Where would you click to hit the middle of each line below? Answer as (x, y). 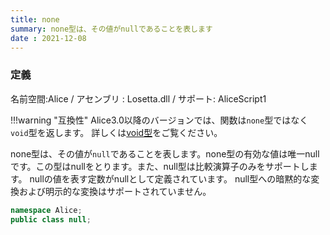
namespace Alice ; (46, 210)
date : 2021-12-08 (48, 38)
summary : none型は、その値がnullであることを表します (111, 29)
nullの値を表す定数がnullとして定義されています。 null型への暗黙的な (170, 178)
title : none (35, 19)
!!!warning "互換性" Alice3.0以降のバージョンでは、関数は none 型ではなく (159, 120)
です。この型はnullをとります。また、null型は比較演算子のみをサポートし (160, 166)
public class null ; (51, 219)
